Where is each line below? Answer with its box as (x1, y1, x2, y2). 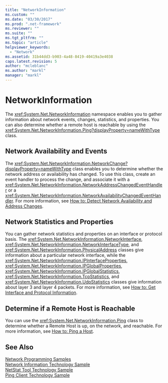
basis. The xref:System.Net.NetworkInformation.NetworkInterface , (5, 236, 143, 242)
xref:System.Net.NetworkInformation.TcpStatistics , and (5, 273, 119, 279)
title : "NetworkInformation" (5, 7, 66, 13)
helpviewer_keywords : (5, 45, 51, 50)
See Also (5, 343, 34, 351)
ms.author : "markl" (5, 68, 46, 73)
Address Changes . (5, 203, 44, 209)
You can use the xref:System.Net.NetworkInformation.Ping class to (5, 318, 144, 324)
